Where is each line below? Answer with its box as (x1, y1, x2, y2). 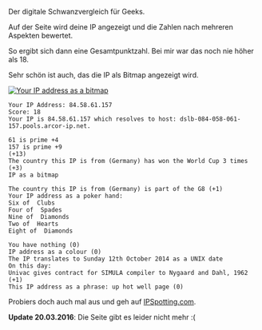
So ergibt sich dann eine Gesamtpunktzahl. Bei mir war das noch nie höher (8, 46, 254, 55)
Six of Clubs (8, 199, 56, 207)
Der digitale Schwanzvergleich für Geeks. (8, 7, 145, 16)
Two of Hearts (8, 220, 59, 228)
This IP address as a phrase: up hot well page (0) (8, 283, 184, 291)
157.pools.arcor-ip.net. (8, 122, 91, 130)
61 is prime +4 (8, 136, 59, 144)
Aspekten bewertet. (8, 31, 73, 40)
